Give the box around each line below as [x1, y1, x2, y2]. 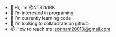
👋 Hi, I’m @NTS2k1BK [10, 5, 55, 10]
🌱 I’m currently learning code [10, 15, 71, 21]
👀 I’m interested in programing [10, 10, 74, 16]
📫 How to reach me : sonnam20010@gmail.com [10, 26, 111, 32]
